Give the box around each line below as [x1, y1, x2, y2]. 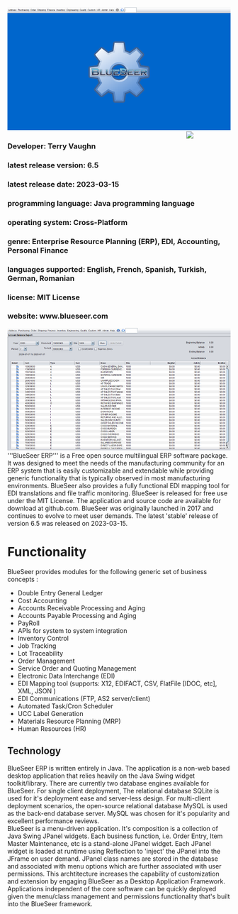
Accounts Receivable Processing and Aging [17, 603, 146, 612]
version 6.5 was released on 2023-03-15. [7, 519, 128, 527]
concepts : [7, 575, 39, 583]
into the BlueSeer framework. [7, 899, 93, 908]
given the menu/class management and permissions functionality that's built [7, 892, 230, 901]
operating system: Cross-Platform [7, 217, 128, 227]
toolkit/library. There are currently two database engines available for [7, 778, 210, 787]
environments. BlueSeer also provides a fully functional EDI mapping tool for [7, 482, 230, 490]
